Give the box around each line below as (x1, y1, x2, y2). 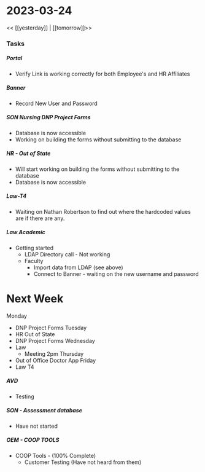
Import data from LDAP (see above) (33, 264, 124, 271)
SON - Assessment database (6, 407, 83, 414)
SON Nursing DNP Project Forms (6, 114, 91, 121)
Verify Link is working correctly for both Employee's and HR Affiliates (15, 70, 190, 77)
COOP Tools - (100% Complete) (15, 452, 96, 459)
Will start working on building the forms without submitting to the (15, 165, 180, 173)
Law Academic (6, 229, 46, 236)
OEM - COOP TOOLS (6, 436, 60, 444)
